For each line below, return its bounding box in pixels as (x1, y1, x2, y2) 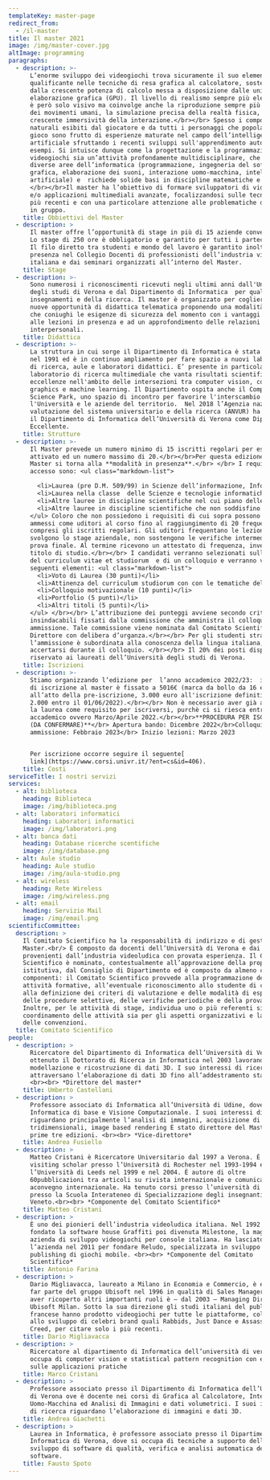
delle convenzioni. (22, 1019, 88, 1027)
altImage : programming (8, 49, 84, 57)
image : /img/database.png (22, 847, 110, 856)
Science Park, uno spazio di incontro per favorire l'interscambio (29, 393, 261, 401)
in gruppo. (29, 206, 67, 214)
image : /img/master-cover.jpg (8, 42, 110, 50)
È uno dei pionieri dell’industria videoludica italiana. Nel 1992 (29, 1220, 261, 1229)
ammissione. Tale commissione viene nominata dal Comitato (29, 623, 231, 632)
